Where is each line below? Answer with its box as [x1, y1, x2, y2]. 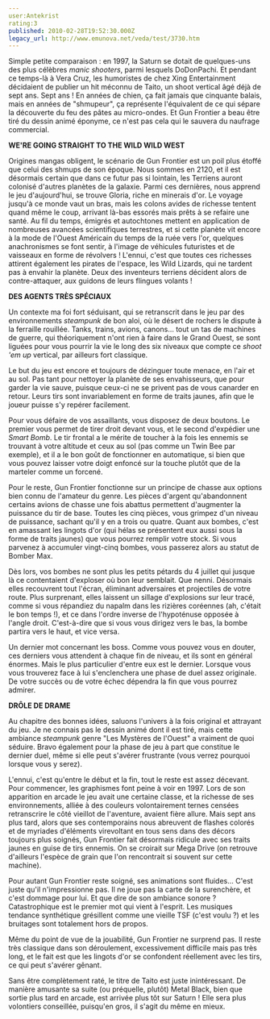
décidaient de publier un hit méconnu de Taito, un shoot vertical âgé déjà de [8, 82, 262, 92]
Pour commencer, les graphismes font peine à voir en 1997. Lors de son [8, 784, 246, 793]
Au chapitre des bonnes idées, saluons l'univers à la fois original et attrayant [8, 717, 262, 726]
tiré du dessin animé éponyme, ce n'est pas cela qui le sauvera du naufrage [8, 116, 260, 126]
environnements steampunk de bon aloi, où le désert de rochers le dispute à [8, 316, 262, 326]
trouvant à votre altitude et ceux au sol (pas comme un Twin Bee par [8, 441, 236, 451]
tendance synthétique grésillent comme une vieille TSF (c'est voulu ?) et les [8, 910, 260, 920]
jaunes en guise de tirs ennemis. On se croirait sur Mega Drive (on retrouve [8, 843, 258, 853]
